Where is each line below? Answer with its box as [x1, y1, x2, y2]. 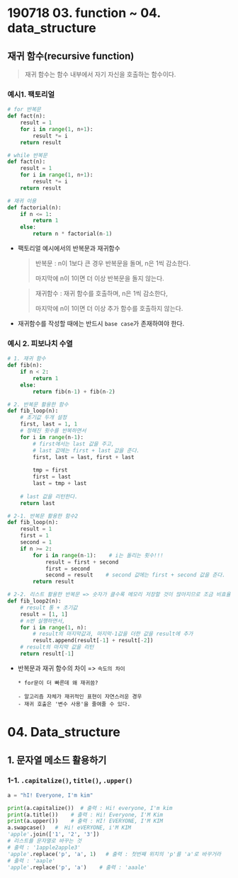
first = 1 [20, 532, 50, 540]
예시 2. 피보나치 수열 [7, 338, 73, 348]
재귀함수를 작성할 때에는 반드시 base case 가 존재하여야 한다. [17, 319, 185, 328]
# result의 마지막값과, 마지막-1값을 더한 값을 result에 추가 [33, 630, 193, 638]
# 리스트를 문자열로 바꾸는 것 [7, 838, 82, 845]
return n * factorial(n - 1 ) [33, 230, 113, 238]
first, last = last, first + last [33, 453, 135, 461]
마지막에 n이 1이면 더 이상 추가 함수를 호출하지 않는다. [35, 304, 183, 313]
